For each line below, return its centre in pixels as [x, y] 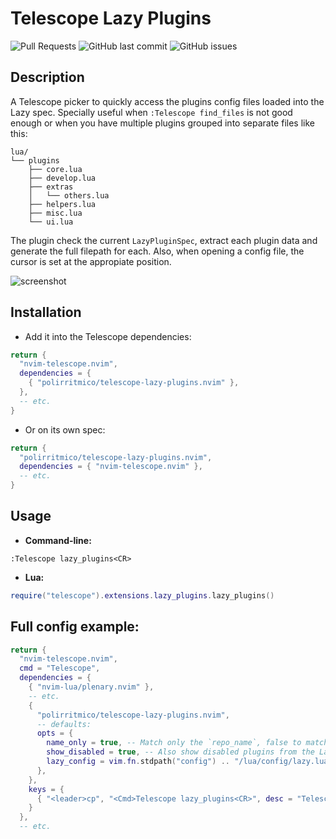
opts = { [55, 733]
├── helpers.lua [62, 204]
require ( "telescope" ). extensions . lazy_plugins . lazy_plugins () [142, 595]
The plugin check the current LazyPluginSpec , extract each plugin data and [164, 240]
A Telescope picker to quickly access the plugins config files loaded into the [167, 101]
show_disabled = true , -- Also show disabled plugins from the [180, 752]
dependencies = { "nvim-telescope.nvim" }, [111, 467]
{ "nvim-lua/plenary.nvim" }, [91, 687]
